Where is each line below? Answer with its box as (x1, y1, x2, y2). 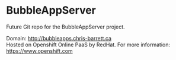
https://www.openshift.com (6, 47, 73, 54)
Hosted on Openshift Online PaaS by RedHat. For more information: (6, 41, 171, 48)
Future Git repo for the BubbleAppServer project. (6, 23, 126, 30)
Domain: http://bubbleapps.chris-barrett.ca (6, 34, 111, 42)
